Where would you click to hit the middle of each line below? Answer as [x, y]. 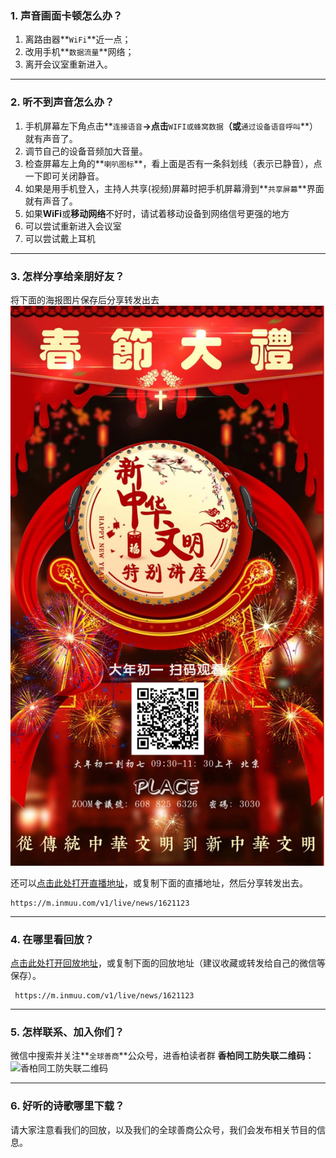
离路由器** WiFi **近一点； [78, 39]
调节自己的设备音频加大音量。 [86, 151]
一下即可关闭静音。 [64, 176]
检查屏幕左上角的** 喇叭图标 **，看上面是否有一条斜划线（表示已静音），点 [173, 163]
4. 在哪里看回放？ [52, 939]
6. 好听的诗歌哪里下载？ [67, 1106]
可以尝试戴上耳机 [60, 238]
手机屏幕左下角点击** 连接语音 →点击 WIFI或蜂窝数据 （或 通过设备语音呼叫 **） [171, 126]
